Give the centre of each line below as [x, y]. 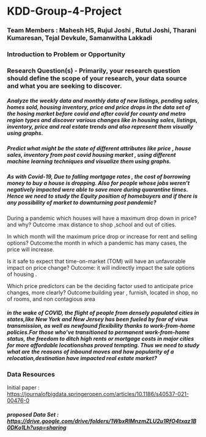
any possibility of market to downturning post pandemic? [82, 203]
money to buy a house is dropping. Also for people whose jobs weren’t [98, 183]
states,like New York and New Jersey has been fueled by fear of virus [97, 319]
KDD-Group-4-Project [64, 11]
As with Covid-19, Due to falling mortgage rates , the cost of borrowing [99, 177]
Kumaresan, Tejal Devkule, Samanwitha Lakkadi [79, 38]
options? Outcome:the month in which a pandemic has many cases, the [97, 243]
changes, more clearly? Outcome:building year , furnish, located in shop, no [102, 292]
